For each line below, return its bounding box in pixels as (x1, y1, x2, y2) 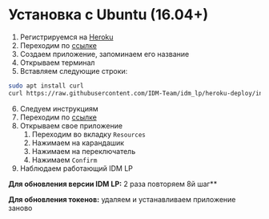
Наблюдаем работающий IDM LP (19, 163, 134, 173)
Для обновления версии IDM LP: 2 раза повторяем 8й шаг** (8, 179, 218, 189)
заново (8, 203, 33, 213)
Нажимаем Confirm (31, 155, 98, 164)
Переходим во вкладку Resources (31, 129, 146, 139)
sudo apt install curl (8, 82, 84, 90)
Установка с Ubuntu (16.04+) (8, 6, 209, 24)
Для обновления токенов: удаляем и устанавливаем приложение (8, 194, 236, 204)
